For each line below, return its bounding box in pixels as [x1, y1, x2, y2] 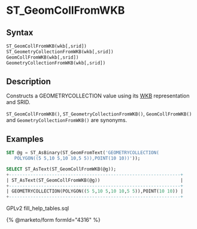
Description [6, 76, 51, 87]
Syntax [6, 28, 34, 38]
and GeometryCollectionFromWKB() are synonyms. [6, 117, 128, 124]
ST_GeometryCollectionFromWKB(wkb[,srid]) [6, 48, 114, 54]
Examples [6, 134, 44, 144]
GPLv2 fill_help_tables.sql [6, 204, 69, 212]
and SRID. [6, 99, 31, 106]
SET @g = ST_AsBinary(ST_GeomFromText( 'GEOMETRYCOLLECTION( [6, 150, 160, 156]
